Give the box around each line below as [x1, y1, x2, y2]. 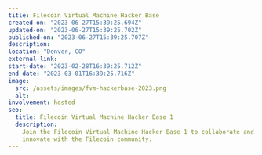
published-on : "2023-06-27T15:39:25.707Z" [8, 33, 149, 41]
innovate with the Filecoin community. [22, 135, 153, 143]
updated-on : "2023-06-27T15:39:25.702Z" [8, 26, 143, 34]
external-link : [8, 56, 58, 63]
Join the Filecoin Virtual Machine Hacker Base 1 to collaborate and [22, 128, 255, 135]
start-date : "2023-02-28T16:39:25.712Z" [8, 63, 143, 70]
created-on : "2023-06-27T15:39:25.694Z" [8, 19, 143, 27]
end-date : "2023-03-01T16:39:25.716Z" [8, 70, 135, 77]
